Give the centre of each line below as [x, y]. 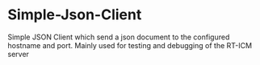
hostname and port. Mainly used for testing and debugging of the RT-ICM [130, 45]
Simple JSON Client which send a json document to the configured [119, 37]
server [19, 54]
